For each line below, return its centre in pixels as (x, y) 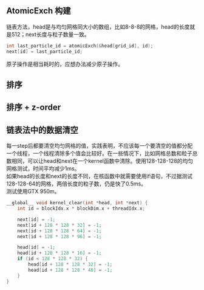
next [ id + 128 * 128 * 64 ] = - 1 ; (59, 231)
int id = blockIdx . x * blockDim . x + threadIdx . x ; (81, 209)
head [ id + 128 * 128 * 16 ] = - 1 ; (59, 253)
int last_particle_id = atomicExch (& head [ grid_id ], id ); (80, 46)
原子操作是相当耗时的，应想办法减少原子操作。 (65, 64)
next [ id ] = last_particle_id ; (45, 51)
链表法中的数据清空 (42, 130)
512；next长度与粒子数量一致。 (50, 34)
